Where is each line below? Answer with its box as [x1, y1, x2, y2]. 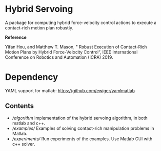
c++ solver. [12, 141, 35, 147]
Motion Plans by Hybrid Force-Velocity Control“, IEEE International [5, 49, 138, 55]
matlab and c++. [12, 120, 45, 126]
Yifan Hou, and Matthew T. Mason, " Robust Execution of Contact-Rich [5, 44, 147, 50]
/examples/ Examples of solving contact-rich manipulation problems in [12, 125, 155, 131]
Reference [5, 34, 27, 40]
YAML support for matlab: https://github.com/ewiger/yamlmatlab [5, 87, 135, 94]
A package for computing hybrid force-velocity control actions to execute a [5, 20, 157, 25]
